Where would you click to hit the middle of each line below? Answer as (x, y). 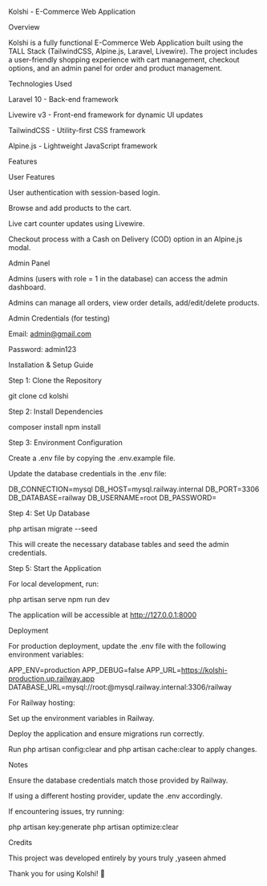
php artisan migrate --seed (53, 529)
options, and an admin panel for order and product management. (115, 68)
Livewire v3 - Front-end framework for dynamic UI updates (106, 115)
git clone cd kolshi (38, 396)
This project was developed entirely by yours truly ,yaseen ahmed (117, 858)
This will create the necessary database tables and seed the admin (119, 544)
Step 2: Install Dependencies (56, 411)
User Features (32, 177)
